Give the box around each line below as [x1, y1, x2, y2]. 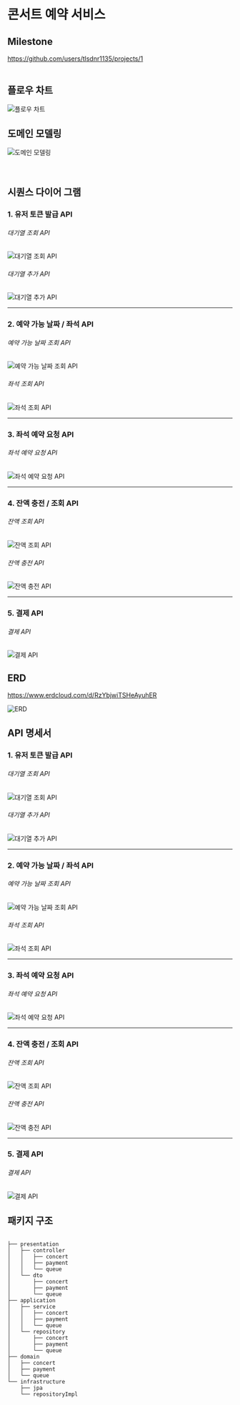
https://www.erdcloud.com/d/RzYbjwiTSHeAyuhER [7, 691, 157, 700]
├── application [7, 1296, 56, 1304]
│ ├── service [7, 1303, 56, 1310]
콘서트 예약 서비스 [7, 6, 106, 23]
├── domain [7, 1353, 40, 1360]
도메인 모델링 [7, 128, 62, 140]
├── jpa [20, 1384, 43, 1391]
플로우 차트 [7, 84, 54, 96]
